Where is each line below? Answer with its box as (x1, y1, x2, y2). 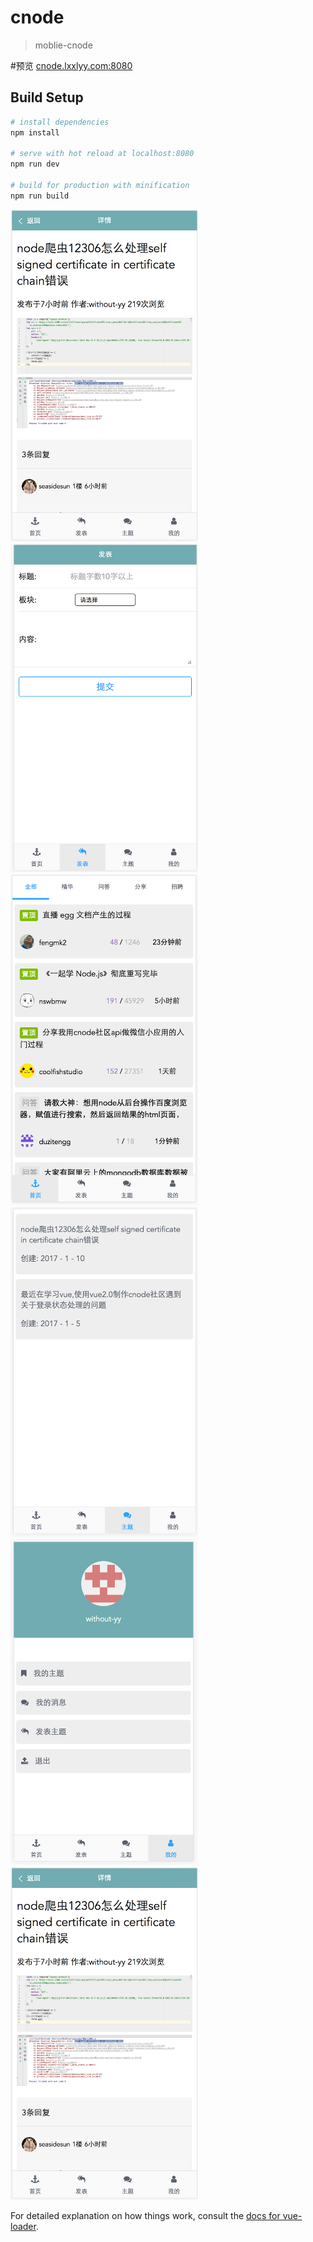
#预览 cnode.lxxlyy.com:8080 (10, 59, 133, 71)
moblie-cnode (34, 39, 93, 51)
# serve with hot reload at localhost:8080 (10, 149, 195, 159)
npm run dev (10, 159, 60, 170)
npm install (10, 127, 60, 138)
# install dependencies (10, 117, 110, 127)
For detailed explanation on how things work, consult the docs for (10, 2209, 281, 2221)
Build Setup (10, 89, 84, 106)
